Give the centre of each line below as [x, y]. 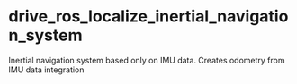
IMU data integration [46, 70]
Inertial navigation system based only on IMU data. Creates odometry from [147, 60]
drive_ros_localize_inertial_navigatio [148, 17]
